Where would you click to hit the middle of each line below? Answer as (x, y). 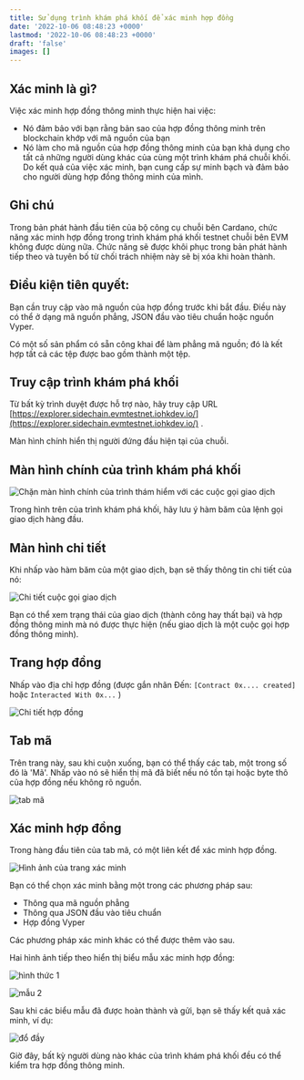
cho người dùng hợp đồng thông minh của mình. (113, 176)
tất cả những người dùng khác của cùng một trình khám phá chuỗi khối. (157, 157)
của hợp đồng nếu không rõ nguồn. (76, 782)
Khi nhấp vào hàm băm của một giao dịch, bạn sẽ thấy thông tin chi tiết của (151, 570)
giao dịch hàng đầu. (47, 519)
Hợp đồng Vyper (54, 922)
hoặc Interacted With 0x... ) (65, 694)
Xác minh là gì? (53, 89)
